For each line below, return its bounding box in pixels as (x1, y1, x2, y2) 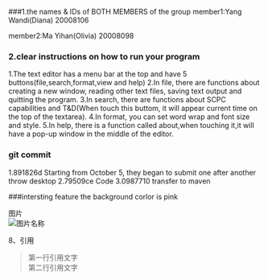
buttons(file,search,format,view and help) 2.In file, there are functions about (8, 78, 260, 88)
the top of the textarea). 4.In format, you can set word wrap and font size (8, 112, 250, 121)
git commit (8, 149, 52, 160)
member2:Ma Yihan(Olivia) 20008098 (8, 31, 134, 40)
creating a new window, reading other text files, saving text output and (8, 86, 242, 96)
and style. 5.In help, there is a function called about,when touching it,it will (8, 121, 255, 130)
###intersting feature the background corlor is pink (8, 191, 179, 201)
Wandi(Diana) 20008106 (8, 15, 89, 25)
